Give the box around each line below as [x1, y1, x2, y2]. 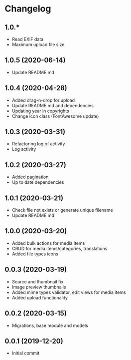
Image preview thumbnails [11, 284, 66, 290]
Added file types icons [11, 251, 58, 257]
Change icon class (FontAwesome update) [11, 113, 99, 119]
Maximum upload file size [11, 42, 65, 48]
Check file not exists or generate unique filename [11, 207, 113, 213]
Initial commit [11, 350, 40, 356]
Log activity [11, 146, 36, 152]
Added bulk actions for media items [11, 240, 85, 246]
